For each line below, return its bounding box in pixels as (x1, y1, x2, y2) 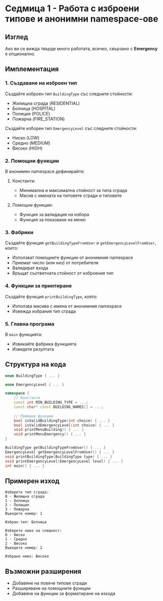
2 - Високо (5, 541, 27, 546)
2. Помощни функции (5, 157, 60, 164)
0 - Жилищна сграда (5, 494, 45, 499)
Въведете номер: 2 (5, 545, 42, 550)
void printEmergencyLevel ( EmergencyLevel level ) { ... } (5, 459, 123, 464)
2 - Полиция (5, 503, 29, 508)
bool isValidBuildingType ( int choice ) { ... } (14, 418, 110, 423)
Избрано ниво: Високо (5, 554, 49, 559)
